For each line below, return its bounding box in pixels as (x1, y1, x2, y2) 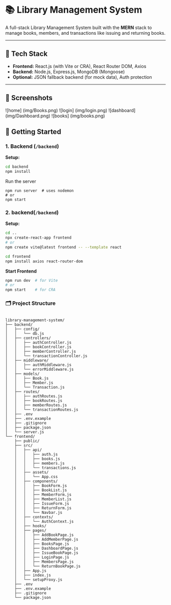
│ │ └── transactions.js (14, 465, 76, 470)
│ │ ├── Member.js (5, 380, 53, 386)
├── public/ (14, 438, 40, 444)
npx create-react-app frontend (5, 235, 72, 240)
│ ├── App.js (14, 568, 47, 573)
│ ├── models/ (5, 371, 40, 376)
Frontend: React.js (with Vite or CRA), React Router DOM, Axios (12, 63, 147, 69)
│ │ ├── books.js (14, 456, 60, 462)
